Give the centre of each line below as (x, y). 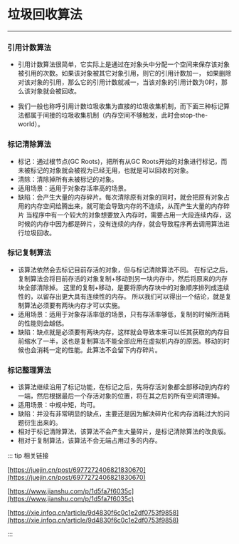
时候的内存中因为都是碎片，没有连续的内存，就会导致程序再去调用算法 (121, 224)
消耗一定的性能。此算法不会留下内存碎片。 (99, 349)
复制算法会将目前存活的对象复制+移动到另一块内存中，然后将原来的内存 (123, 278)
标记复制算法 (30, 252)
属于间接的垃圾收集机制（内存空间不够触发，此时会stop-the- (119, 116)
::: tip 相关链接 (28, 456)
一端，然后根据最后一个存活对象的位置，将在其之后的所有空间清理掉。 (121, 396)
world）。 (31, 124)
